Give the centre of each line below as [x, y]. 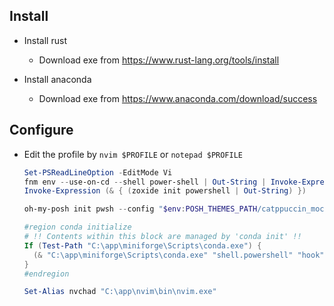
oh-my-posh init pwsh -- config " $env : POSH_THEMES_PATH [140, 209]
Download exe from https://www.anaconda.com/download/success [178, 98]
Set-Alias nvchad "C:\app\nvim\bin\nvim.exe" [120, 292]
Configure [41, 130]
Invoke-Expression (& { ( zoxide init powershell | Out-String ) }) [165, 191]
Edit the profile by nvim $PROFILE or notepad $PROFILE [133, 154]
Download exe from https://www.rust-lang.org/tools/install [159, 60]
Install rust [45, 40]
